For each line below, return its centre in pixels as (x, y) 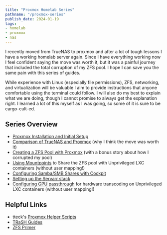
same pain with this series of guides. (43, 73)
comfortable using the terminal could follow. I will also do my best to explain (83, 93)
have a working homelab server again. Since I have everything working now (83, 57)
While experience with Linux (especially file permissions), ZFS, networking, (82, 82)
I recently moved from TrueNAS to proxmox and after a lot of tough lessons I (83, 51)
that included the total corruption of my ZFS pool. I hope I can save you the (82, 67)
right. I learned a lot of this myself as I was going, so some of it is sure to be (83, 103)
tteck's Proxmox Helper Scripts (44, 217)
